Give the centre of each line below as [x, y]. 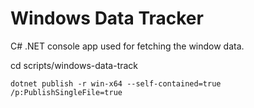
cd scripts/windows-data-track [74, 65]
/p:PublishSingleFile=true [66, 92]
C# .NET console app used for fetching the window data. [127, 46]
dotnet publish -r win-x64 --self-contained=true [116, 83]
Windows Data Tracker [107, 18]
